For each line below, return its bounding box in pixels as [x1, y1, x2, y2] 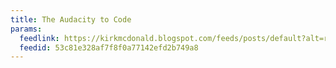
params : [10, 24, 43, 34]
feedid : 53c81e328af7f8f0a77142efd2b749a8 [19, 42, 199, 53]
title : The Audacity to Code [10, 14, 132, 25]
